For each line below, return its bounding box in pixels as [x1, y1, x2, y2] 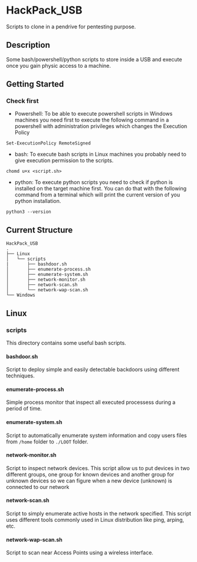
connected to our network [6, 483, 70, 490]
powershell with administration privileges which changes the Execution [14, 123, 188, 130]
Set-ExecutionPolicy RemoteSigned [6, 140, 91, 146]
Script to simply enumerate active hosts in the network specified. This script [6, 510, 192, 517]
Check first [6, 97, 39, 105]
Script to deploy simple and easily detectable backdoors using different [6, 366, 180, 373]
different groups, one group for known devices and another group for [6, 471, 175, 478]
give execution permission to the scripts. [14, 157, 114, 164]
